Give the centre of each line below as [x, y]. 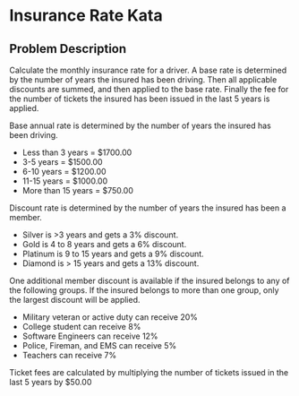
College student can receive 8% [81, 327]
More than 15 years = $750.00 [78, 190]
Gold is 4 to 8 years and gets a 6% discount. [104, 244]
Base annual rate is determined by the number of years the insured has [140, 125]
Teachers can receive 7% [69, 355]
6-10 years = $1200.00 [64, 172]
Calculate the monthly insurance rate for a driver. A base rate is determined [148, 70]
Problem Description [68, 49]
